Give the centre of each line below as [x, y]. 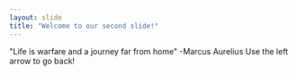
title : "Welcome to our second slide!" [84, 26]
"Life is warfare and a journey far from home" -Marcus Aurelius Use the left [149, 51]
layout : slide [36, 17]
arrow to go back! [42, 61]
